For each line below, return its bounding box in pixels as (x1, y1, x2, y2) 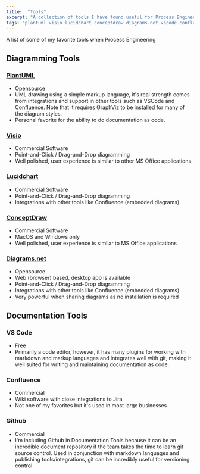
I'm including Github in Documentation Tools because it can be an (14, 436, 177, 444)
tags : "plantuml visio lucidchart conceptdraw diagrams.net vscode (6, 20, 177, 26)
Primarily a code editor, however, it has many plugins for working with (14, 348, 186, 355)
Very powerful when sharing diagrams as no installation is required (14, 293, 179, 301)
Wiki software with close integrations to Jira (14, 395, 123, 403)
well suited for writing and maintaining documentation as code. (14, 361, 170, 368)
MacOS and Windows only (14, 233, 80, 240)
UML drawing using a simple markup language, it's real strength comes (14, 91, 190, 98)
